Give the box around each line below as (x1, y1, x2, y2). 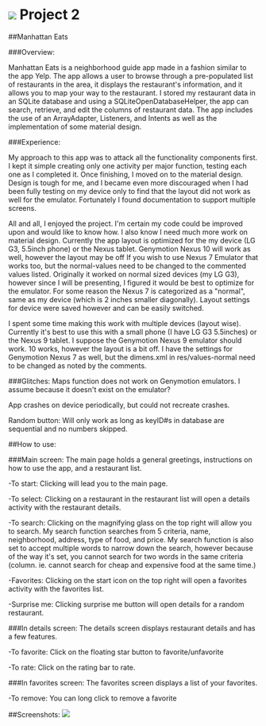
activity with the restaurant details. (8, 503, 121, 512)
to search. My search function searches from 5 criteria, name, (8, 526, 211, 536)
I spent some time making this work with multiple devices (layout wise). (8, 318, 241, 328)
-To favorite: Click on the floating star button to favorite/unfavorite (8, 646, 224, 657)
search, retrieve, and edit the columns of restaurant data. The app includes (8, 105, 253, 115)
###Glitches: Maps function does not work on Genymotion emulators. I (8, 376, 241, 386)
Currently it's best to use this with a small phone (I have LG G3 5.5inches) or (8, 327, 257, 336)
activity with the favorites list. (8, 584, 105, 593)
